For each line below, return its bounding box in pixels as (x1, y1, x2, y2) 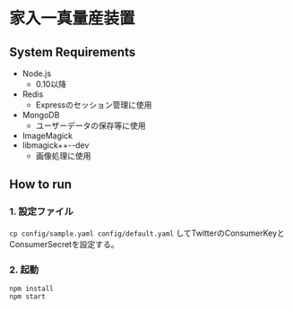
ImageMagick (22, 131, 73, 141)
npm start (9, 292, 47, 301)
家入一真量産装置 (9, 8, 136, 29)
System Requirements (9, 44, 136, 59)
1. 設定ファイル (9, 205, 74, 218)
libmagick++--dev (22, 140, 90, 151)
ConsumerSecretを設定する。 (9, 238, 119, 249)
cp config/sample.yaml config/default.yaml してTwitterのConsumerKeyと (9, 228, 285, 238)
